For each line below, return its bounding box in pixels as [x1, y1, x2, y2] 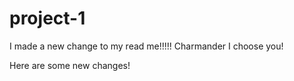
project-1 [9, 7, 86, 30]
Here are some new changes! [9, 59, 131, 71]
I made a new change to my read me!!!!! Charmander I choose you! [9, 40, 284, 52]
